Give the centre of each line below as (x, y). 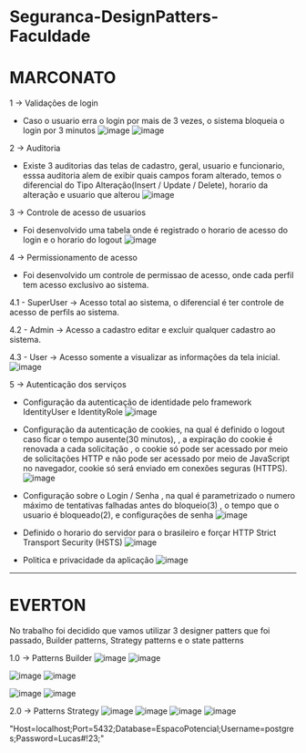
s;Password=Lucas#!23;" (57, 738)
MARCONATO (63, 78)
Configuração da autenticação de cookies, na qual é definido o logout (153, 429)
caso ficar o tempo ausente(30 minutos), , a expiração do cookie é (148, 439)
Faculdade (50, 36)
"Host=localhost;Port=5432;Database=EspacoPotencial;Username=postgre (152, 729)
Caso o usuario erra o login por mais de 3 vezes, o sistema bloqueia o (153, 121)
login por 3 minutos (59, 130)
